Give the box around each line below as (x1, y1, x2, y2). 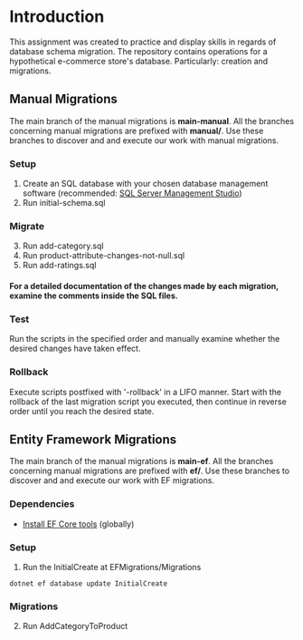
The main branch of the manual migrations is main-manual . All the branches (9, 115, 295, 126)
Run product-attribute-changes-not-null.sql (22, 250, 185, 261)
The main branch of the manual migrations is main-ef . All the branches (9, 456, 274, 467)
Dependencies (9, 498, 75, 510)
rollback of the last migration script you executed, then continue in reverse (9, 396, 287, 407)
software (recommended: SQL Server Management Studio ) (22, 188, 242, 199)
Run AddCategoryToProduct (22, 621, 128, 632)
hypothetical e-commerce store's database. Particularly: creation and (9, 55, 269, 66)
